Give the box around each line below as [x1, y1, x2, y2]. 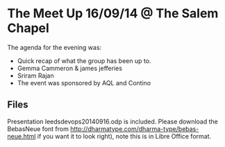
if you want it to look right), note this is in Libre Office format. [37, 132, 212, 140]
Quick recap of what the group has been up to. [17, 56, 151, 64]
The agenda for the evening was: [7, 43, 102, 51]
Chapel [7, 20, 50, 36]
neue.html [7, 132, 36, 140]
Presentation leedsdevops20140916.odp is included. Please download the [7, 117, 219, 126]
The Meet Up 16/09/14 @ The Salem [7, 6, 219, 21]
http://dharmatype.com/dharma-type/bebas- [70, 124, 199, 133]
